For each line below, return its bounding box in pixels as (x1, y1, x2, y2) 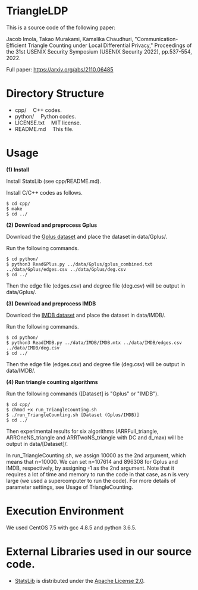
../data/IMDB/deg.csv (6, 345, 60, 351)
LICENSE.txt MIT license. (14, 119, 81, 126)
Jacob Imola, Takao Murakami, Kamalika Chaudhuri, (6, 35, 134, 42)
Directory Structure (6, 87, 105, 101)
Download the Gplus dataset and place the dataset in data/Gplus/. (6, 233, 168, 240)
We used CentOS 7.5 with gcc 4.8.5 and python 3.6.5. (6, 524, 137, 531)
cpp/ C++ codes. (14, 106, 62, 114)
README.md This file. (14, 125, 74, 132)
